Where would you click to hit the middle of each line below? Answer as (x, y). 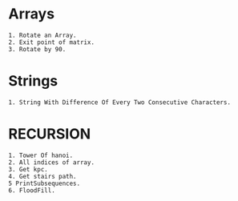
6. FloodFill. (32, 190)
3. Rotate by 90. (37, 49)
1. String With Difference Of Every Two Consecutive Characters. (119, 102)
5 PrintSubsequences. (44, 183)
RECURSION (50, 134)
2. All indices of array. (51, 162)
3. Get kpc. (28, 169)
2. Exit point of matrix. (51, 42)
